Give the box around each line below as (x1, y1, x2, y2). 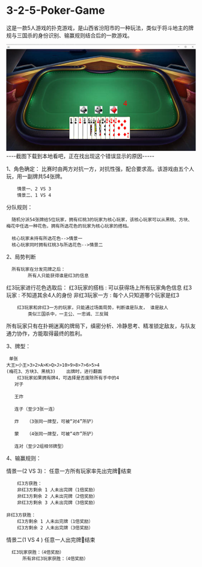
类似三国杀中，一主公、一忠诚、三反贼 (28, 311, 109, 317)
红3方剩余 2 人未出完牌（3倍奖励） (17, 524, 93, 531)
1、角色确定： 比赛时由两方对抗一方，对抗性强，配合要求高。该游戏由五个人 (6, 165, 194, 172)
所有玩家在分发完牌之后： (11, 266, 66, 272)
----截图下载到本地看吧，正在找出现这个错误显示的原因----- (6, 152, 155, 159)
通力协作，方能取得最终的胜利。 (6, 329, 85, 337)
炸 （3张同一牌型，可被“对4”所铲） (14, 418, 96, 424)
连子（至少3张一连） (14, 406, 58, 412)
